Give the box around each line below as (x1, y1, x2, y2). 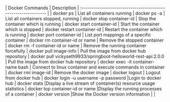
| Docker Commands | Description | (5, 5, 79, 11)
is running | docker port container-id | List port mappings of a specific (5, 32, 151, 38)
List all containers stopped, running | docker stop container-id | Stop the (5, 16, 156, 21)
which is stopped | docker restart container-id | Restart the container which (5, 26, 163, 32)
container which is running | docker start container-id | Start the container (5, 21, 160, 27)
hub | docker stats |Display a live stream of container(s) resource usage (5, 80, 155, 86)
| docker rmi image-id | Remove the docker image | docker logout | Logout (5, 70, 161, 76)
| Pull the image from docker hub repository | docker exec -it (5, 59, 132, 64)
